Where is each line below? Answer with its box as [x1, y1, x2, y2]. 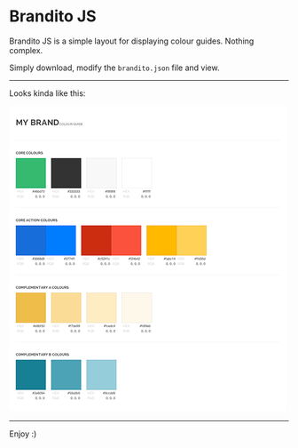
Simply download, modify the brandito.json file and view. [9, 62, 220, 73]
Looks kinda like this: [9, 87, 86, 99]
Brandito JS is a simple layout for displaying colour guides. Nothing [9, 36, 255, 46]
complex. [9, 44, 43, 55]
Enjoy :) [9, 428, 37, 439]
